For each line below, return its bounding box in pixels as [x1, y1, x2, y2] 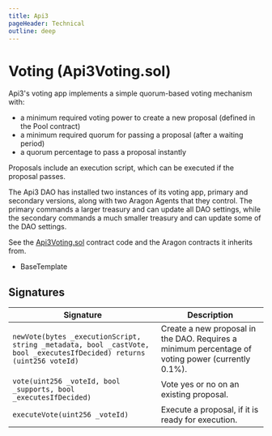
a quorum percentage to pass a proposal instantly [19, 147, 187, 157]
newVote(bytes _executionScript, [12, 332, 142, 341]
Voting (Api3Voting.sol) [8, 62, 172, 80]
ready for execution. [160, 414, 237, 425]
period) [19, 139, 45, 148]
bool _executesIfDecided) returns [12, 348, 146, 357]
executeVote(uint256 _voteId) [12, 410, 130, 420]
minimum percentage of [160, 344, 253, 355]
